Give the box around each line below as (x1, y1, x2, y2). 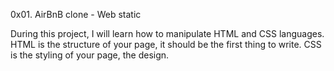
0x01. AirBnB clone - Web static (10, 9, 142, 20)
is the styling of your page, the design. (10, 49, 170, 61)
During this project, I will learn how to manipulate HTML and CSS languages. (10, 28, 325, 39)
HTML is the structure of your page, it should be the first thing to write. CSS (10, 39, 322, 50)
